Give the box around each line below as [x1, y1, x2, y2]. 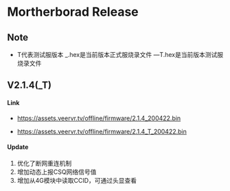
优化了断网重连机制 [16, 159, 72, 167]
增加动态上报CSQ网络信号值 [16, 168, 97, 176]
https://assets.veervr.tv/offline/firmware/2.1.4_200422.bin [16, 114, 181, 122]
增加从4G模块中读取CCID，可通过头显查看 [16, 176, 137, 184]
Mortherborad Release [7, 4, 139, 20]
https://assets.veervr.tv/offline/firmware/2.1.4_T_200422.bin [16, 127, 187, 135]
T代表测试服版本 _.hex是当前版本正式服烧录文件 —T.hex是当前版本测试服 [16, 51, 224, 58]
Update [7, 143, 29, 151]
